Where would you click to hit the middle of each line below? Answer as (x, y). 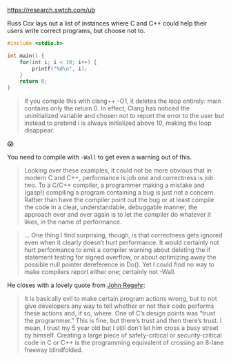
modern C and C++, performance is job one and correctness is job (119, 178)
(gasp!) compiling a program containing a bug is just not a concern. (120, 193)
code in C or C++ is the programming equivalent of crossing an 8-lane (124, 343)
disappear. (39, 130)
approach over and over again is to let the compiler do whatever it (118, 215)
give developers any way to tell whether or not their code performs (119, 306)
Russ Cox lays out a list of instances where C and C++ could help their (107, 23)
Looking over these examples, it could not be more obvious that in (118, 170)
